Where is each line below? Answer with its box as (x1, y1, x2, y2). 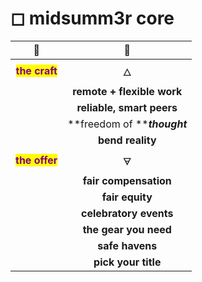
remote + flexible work (72, 84, 183, 98)
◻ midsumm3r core (10, 7, 175, 30)
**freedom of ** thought (67, 117, 188, 131)
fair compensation (82, 173, 172, 187)
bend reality (97, 133, 157, 147)
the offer (15, 153, 58, 167)
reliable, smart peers (76, 100, 178, 114)
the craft (15, 64, 58, 78)
